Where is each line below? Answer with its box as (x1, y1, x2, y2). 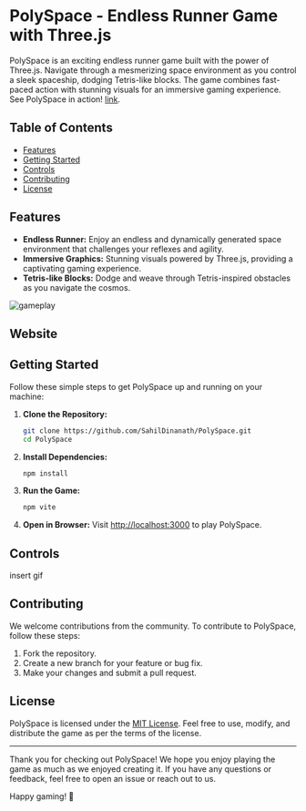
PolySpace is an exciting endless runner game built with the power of (9, 55, 270, 66)
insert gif (9, 570, 44, 581)
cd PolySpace (22, 435, 73, 444)
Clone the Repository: (22, 408, 107, 419)
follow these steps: (9, 630, 80, 641)
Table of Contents (9, 120, 114, 136)
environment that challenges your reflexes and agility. (22, 243, 225, 254)
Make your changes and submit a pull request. (22, 667, 198, 678)
